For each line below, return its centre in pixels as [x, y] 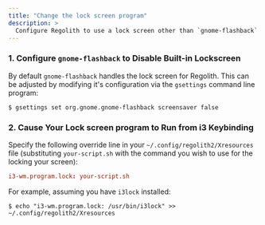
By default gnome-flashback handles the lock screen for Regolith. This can [129, 76]
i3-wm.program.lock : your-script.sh [69, 176]
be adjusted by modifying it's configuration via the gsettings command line [132, 84]
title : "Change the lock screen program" [78, 16]
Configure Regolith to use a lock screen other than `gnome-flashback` [137, 30]
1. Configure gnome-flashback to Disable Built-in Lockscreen [125, 58]
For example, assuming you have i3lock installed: [90, 191]
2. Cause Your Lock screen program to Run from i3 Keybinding [131, 127]
